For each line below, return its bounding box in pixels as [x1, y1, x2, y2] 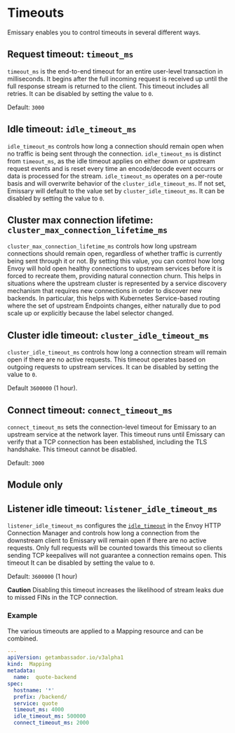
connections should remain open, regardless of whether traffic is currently [7, 249, 222, 258]
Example [7, 611, 38, 621]
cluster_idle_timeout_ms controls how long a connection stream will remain [7, 348, 227, 357]
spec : [7, 680, 23, 687]
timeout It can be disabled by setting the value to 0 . [7, 559, 156, 567]
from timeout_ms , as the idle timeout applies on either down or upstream [7, 156, 215, 165]
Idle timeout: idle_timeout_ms [7, 123, 137, 135]
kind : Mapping [7, 661, 52, 668]
